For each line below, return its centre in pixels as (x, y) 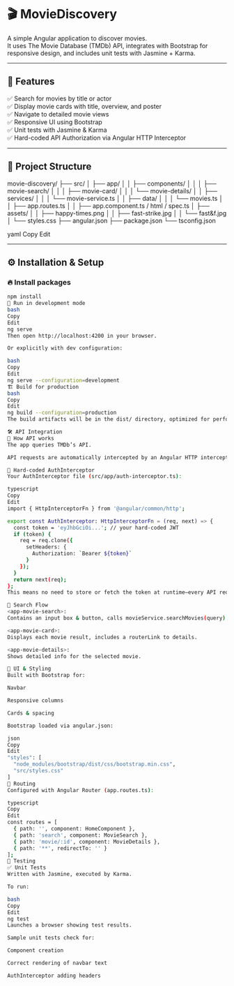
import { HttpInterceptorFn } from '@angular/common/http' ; (96, 508)
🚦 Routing (22, 784)
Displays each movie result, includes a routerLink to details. (102, 637)
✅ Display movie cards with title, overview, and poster (85, 106)
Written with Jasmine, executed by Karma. (70, 874)
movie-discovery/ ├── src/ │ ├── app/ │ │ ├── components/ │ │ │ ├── (112, 184)
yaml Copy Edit (29, 234)
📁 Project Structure (49, 166)
